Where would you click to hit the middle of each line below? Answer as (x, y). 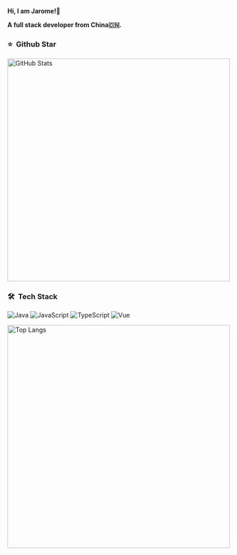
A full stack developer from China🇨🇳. (65, 25)
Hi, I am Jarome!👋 (34, 11)
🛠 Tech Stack (33, 297)
